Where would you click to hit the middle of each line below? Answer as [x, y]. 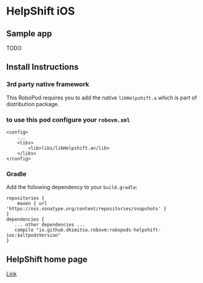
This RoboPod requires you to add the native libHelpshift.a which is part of [102, 98]
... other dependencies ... [50, 225]
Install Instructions [42, 67]
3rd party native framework [48, 84]
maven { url [32, 204]
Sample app [29, 34]
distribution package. [33, 104]
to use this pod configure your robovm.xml [68, 119]
